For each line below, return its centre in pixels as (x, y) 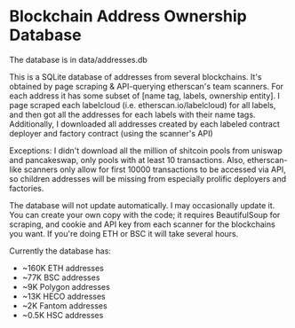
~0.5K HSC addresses (63, 315)
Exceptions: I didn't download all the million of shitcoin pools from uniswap (146, 150)
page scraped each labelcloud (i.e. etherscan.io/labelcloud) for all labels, (143, 105)
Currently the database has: (60, 251)
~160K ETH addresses (63, 268)
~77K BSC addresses (61, 277)
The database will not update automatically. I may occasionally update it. (142, 205)
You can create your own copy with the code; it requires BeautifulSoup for (145, 215)
